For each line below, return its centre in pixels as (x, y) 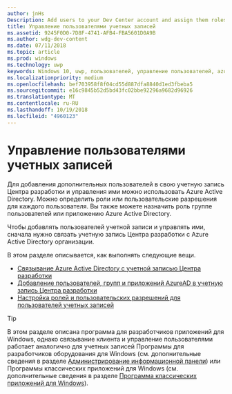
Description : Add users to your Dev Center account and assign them (108, 20)
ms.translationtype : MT (41, 97)
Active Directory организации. (51, 242)
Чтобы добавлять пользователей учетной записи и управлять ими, (106, 227)
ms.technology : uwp (35, 65)
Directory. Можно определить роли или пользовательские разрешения (112, 199)
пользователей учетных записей (65, 305)
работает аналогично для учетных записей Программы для (96, 346)
